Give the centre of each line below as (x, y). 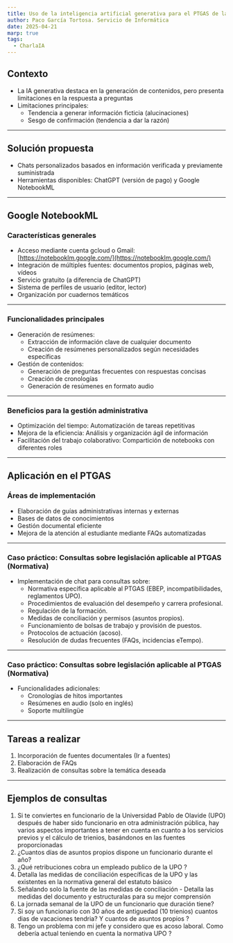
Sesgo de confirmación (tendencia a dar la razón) (98, 120)
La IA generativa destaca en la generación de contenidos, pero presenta (120, 90)
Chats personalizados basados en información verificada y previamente (120, 165)
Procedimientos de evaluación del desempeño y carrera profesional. (125, 603)
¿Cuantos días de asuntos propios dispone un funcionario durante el (115, 852)
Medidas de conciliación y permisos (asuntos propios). (106, 618)
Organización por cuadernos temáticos (73, 295)
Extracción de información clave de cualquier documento (110, 341)
